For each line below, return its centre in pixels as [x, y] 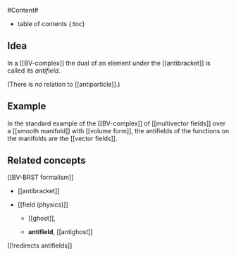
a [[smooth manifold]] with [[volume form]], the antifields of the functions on [118, 130]
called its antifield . [34, 71]
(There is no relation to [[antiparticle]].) [64, 84]
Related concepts [46, 160]
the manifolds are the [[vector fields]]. [62, 138]
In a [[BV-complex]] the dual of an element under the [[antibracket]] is [109, 63]
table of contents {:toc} [51, 24]
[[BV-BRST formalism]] [41, 177]
